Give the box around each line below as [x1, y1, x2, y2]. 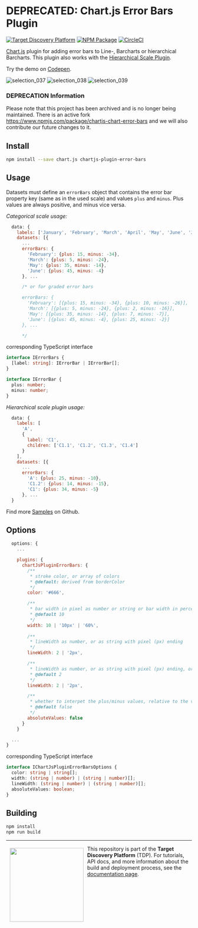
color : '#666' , [27, 590, 65, 596]
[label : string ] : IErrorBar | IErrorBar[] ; [11, 360, 120, 367]
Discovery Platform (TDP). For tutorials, [87, 852, 184, 859]
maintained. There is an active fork [6, 111, 90, 119]
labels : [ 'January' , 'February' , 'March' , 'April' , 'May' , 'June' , [16, 229, 186, 236]
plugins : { [16, 557, 44, 563]
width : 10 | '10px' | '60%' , [27, 622, 99, 628]
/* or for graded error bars [21, 284, 94, 290]
